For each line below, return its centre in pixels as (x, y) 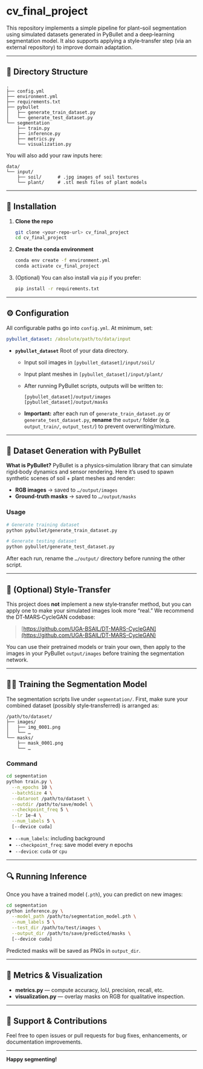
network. (18, 660)
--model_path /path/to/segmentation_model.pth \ (74, 916)
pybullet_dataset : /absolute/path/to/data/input (69, 339)
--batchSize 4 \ (32, 793)
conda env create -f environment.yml (63, 261)
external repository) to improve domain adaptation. (69, 47)
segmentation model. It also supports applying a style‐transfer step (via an (99, 41)
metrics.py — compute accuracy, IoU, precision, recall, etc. (89, 990)
